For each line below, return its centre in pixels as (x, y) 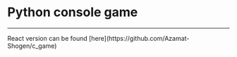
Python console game (73, 12)
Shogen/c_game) (32, 46)
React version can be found (48, 38)
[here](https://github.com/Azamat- (139, 38)
